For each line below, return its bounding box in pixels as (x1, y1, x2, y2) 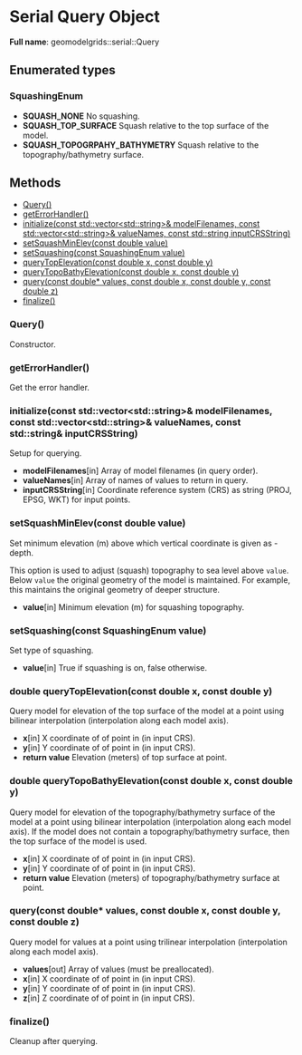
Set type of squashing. (9, 644, 94, 655)
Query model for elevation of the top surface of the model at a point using (9, 705, 285, 717)
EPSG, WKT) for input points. (22, 494, 131, 505)
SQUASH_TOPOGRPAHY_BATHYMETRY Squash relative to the (22, 139, 260, 150)
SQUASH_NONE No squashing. (22, 111, 140, 121)
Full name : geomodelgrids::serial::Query (9, 36, 160, 47)
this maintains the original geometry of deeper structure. (9, 584, 220, 595)
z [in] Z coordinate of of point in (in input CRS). (22, 992, 195, 1003)
